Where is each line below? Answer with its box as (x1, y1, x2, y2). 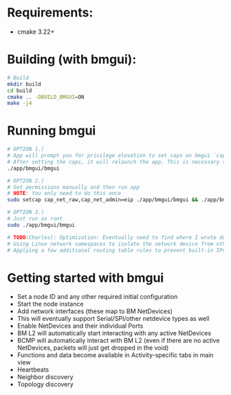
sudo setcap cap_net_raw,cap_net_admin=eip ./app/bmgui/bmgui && (7, 196, 198, 203)
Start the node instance (16, 300, 84, 308)
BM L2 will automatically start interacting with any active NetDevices (16, 329, 212, 337)
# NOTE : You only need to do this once (7, 190, 122, 197)
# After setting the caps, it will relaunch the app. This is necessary (7, 158, 220, 166)
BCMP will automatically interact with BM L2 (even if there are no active (16, 337, 220, 345)
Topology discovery (16, 380, 74, 389)
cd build (7, 87, 32, 94)
